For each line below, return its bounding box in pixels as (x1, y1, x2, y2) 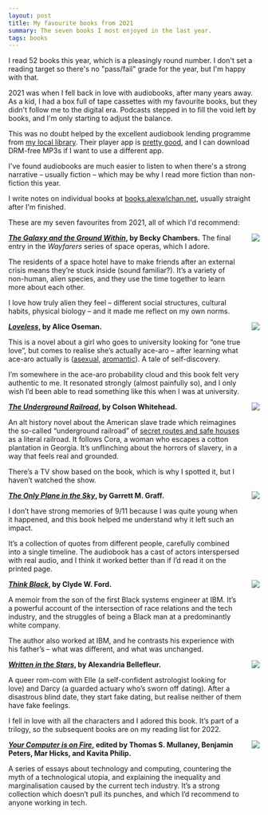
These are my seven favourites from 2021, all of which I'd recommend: (8, 218, 240, 227)
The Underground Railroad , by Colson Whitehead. (8, 402, 178, 411)
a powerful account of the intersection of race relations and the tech (8, 604, 233, 613)
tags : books (8, 33, 48, 42)
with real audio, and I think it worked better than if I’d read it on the (8, 556, 227, 565)
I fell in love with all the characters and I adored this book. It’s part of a (8, 716, 239, 726)
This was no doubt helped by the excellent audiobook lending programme (8, 129, 251, 139)
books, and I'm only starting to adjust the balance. (8, 113, 173, 124)
